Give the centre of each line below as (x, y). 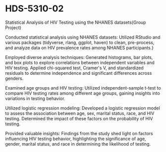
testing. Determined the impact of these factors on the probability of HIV (79, 118)
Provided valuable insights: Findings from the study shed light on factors (79, 133)
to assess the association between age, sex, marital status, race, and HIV (80, 113)
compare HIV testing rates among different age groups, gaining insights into (83, 93)
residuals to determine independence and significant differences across (79, 73)
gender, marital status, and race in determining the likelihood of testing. (78, 144)
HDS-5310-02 (34, 9)
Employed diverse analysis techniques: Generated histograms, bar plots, (79, 57)
